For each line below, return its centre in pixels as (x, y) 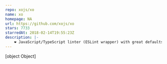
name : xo (14, 14)
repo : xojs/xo (20, 10)
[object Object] (21, 56)
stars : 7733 (17, 28)
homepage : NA (19, 19)
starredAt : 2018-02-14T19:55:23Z (40, 33)
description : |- (22, 38)
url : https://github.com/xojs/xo (40, 24)
